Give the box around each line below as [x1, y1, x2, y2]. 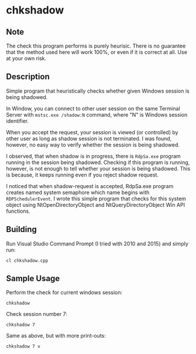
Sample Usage [6, 274, 60, 284]
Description [6, 72, 50, 82]
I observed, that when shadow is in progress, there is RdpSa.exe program [6, 152, 181, 159]
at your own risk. [6, 55, 47, 62]
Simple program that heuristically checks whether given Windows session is [6, 87, 190, 94]
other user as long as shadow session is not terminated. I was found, [6, 135, 172, 142]
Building [6, 224, 37, 234]
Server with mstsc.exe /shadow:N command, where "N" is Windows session [6, 111, 188, 118]
